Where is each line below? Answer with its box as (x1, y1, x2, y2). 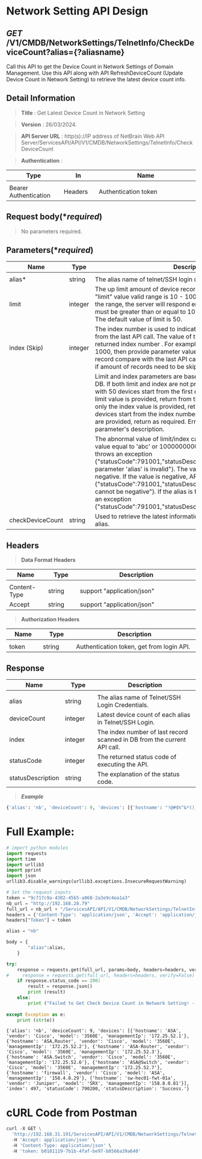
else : (17, 995, 31, 1001)
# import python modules (6, 845, 69, 851)
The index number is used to (95, 325, 176, 334)
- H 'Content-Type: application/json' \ (11, 1142, 112, 1148)
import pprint (6, 867, 42, 874)
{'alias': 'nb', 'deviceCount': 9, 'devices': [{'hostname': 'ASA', (6, 1028, 182, 1034)
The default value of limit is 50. (95, 315, 182, 323)
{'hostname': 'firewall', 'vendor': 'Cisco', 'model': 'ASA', (6, 1070, 165, 1076)
